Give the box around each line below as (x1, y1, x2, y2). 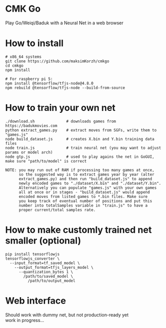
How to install (5, 37, 64, 49)
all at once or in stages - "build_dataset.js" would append (18, 189, 150, 195)
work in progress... (5, 317, 44, 323)
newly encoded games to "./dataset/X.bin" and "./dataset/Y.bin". (18, 181, 161, 186)
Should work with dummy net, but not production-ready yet (5, 312, 129, 318)
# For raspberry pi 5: (5, 76, 53, 81)
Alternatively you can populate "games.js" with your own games (18, 185, 157, 190)
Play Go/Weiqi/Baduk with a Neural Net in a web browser (5, 20, 124, 26)
